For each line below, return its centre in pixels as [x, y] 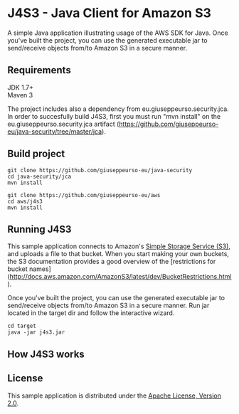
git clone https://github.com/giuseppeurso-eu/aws [84, 195]
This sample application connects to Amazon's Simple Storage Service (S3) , [119, 246]
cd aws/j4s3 [25, 201]
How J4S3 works [46, 354]
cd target [22, 326]
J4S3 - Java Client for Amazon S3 [110, 13]
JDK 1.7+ [21, 87]
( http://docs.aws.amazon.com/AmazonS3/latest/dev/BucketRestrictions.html [119, 277]
